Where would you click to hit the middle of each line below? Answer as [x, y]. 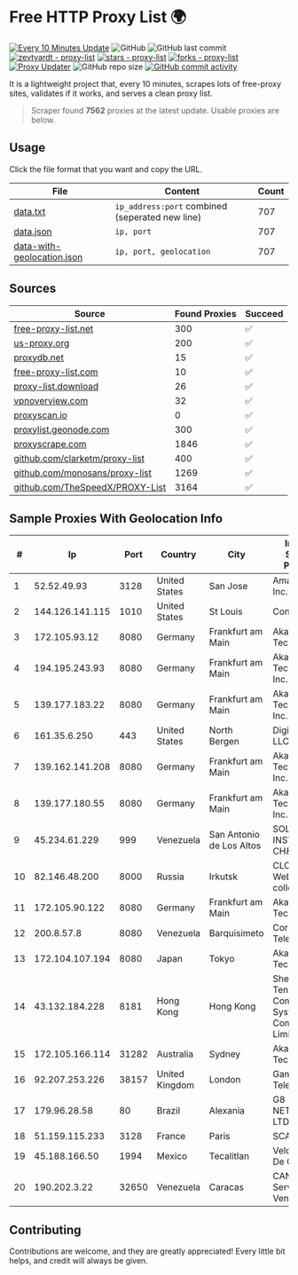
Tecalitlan [229, 1156]
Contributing [45, 1230]
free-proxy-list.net [54, 328]
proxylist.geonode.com [62, 429]
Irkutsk [223, 877]
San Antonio [234, 835]
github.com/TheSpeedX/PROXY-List [90, 487]
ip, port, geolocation [163, 251]
